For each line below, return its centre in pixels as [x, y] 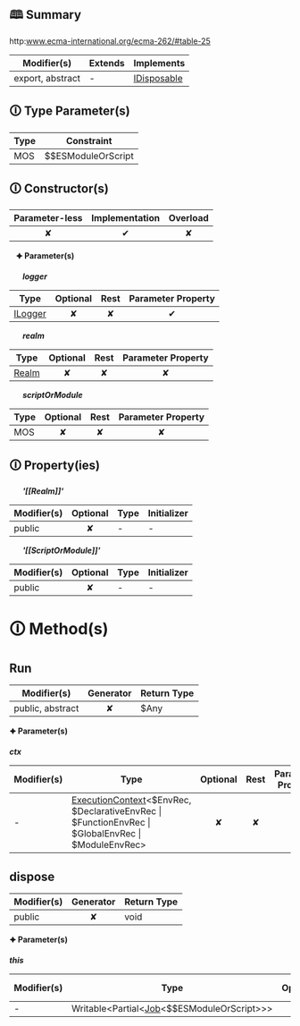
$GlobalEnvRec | [106, 834]
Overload [189, 218]
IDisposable [158, 78]
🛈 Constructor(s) [59, 189]
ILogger [30, 314]
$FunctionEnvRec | [111, 823]
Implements [159, 63]
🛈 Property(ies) [55, 465]
